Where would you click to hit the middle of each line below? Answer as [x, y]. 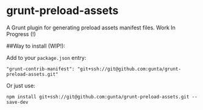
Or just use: [21, 86]
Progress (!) [21, 34]
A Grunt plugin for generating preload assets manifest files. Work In [91, 28]
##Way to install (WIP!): [36, 46]
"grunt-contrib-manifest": [41, 69]
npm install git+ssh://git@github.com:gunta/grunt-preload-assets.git [98, 97]
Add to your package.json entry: [46, 57]
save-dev [17, 102]
